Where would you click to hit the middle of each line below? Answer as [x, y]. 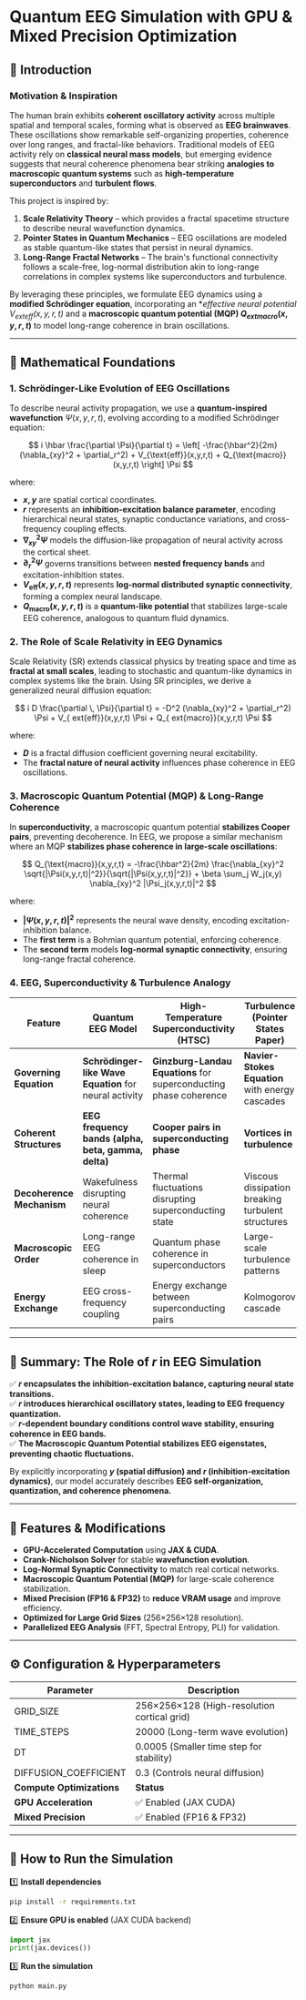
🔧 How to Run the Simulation [92, 1859]
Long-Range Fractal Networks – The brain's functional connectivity [150, 257]
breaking [263, 1199]
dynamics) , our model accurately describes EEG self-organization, [137, 1481]
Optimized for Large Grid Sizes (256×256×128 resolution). [133, 1617]
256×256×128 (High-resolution [205, 1705]
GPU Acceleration [53, 1802]
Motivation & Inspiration [64, 96]
